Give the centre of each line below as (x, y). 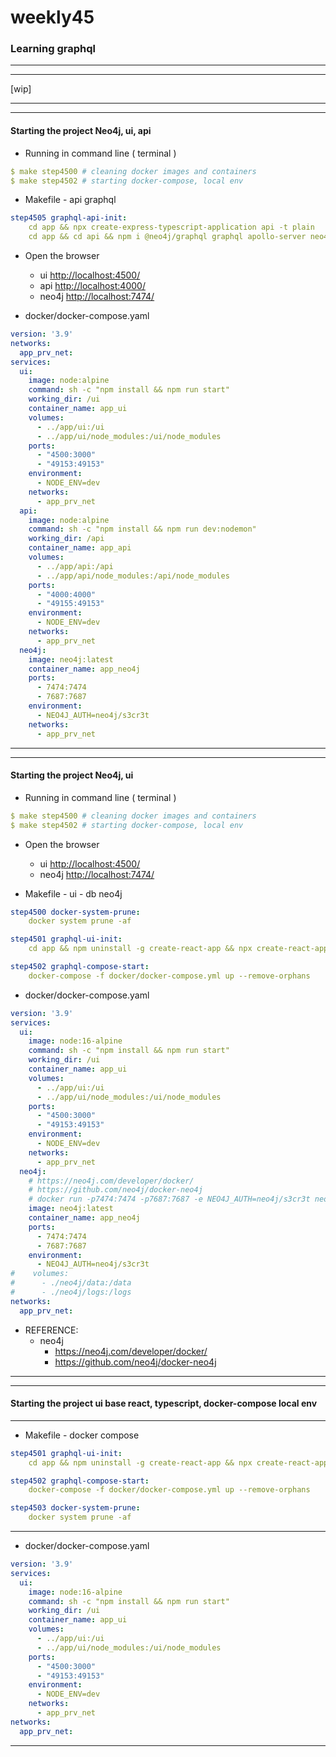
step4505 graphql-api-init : (69, 218)
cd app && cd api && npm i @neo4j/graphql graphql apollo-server (167, 237)
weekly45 (52, 17)
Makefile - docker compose (82, 1435)
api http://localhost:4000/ (92, 286)
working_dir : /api (66, 539)
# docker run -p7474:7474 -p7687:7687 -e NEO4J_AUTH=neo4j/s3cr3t (169, 1199)
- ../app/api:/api (75, 566)
